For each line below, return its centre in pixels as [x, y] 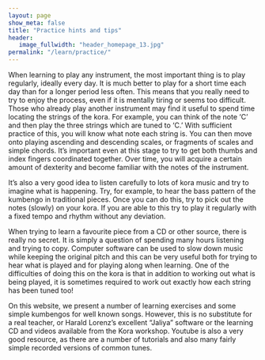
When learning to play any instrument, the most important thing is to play [127, 75]
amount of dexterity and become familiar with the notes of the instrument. [129, 167]
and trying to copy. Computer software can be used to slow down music [126, 248]
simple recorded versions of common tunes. [80, 348]
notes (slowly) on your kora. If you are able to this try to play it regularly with [132, 208]
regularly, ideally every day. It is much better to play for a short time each [127, 83]
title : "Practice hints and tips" [65, 30]
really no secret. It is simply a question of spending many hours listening [126, 240]
